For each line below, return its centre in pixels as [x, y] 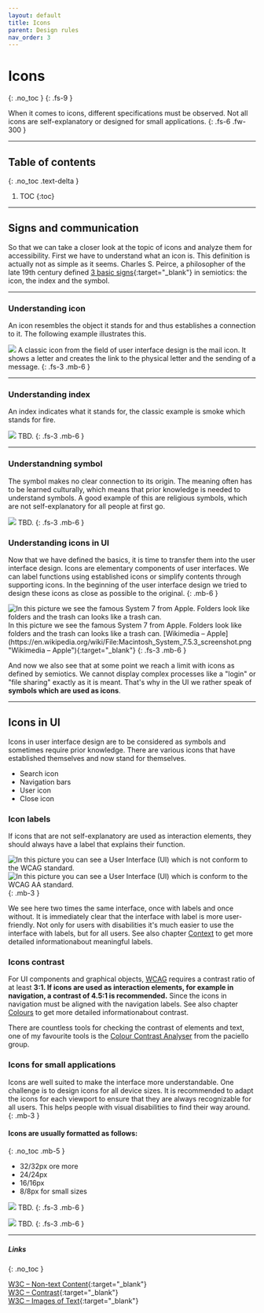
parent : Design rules [44, 30]
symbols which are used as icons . [64, 690]
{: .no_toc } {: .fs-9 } [40, 98]
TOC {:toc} [37, 196]
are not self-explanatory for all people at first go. [87, 506]
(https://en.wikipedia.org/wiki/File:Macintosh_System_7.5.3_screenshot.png [130, 642]
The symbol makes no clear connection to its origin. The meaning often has [130, 481]
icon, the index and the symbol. [59, 281]
